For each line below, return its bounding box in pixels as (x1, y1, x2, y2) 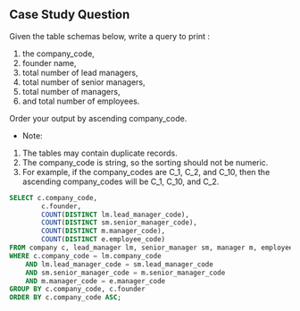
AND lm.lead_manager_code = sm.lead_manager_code (25, 259, 214, 269)
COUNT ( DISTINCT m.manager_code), (41, 227, 166, 236)
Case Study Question (9, 7, 130, 22)
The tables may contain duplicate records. (21, 147, 179, 158)
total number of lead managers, (21, 67, 138, 78)
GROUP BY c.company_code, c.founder (9, 285, 146, 294)
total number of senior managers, (21, 76, 146, 88)
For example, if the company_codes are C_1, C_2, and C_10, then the (21, 166, 271, 177)
